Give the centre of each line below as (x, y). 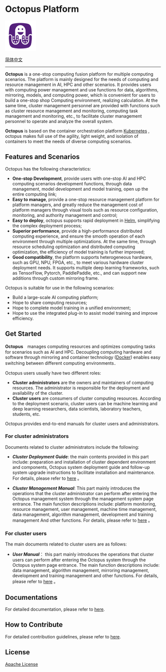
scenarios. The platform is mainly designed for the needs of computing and (82, 79)
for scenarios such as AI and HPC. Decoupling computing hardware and (78, 352)
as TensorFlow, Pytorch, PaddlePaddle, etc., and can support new (79, 273)
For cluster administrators (37, 436)
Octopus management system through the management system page (83, 499)
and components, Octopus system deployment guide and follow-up (81, 467)
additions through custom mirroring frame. (56, 278)
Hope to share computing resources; (50, 302)
